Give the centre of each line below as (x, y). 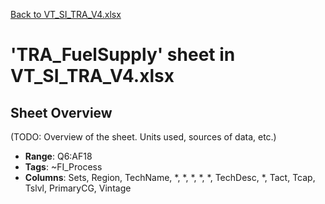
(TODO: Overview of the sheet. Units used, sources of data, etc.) (143, 137)
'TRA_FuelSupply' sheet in (123, 55)
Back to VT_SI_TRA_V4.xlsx (66, 14)
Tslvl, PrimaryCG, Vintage (78, 188)
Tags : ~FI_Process (63, 167)
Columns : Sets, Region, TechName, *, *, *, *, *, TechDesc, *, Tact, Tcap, (170, 177)
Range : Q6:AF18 (58, 156)
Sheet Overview (61, 112)
